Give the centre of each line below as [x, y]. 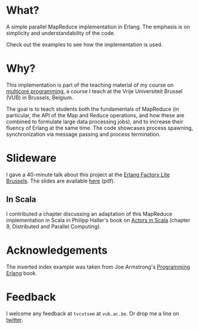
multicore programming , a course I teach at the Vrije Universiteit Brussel [94, 91]
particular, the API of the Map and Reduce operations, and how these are [95, 115]
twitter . [15, 320]
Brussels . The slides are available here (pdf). [61, 181]
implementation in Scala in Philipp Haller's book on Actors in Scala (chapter [98, 220]
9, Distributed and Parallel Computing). [54, 226]
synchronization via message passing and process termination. [83, 134]
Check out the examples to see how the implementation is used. [85, 44]
